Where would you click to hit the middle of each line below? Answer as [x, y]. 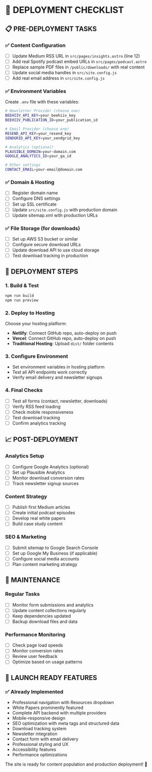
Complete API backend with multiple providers [59, 713]
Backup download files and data [45, 621]
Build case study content [37, 524]
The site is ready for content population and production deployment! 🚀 [76, 764]
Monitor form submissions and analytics [53, 605]
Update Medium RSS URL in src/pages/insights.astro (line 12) [76, 56]
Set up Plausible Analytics [39, 472]
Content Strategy [26, 496]
